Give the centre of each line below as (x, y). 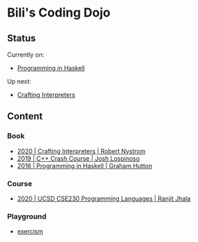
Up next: (19, 81)
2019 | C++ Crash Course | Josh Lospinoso (78, 158)
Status (22, 38)
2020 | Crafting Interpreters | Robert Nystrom (81, 151)
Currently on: (26, 54)
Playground (27, 216)
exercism (30, 232)
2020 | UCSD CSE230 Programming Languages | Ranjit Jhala (104, 199)
